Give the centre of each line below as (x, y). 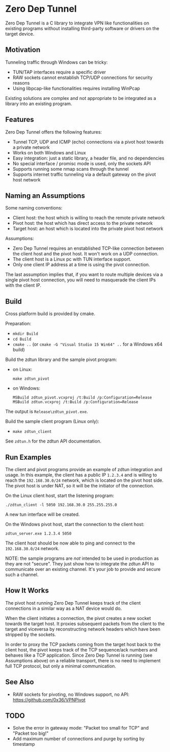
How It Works (27, 591)
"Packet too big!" (31, 733)
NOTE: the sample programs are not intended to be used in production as (82, 558)
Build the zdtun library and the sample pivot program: (61, 359)
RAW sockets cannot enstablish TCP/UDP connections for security (82, 77)
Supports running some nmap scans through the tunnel (70, 169)
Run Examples (29, 457)
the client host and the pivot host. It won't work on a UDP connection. (86, 254)
